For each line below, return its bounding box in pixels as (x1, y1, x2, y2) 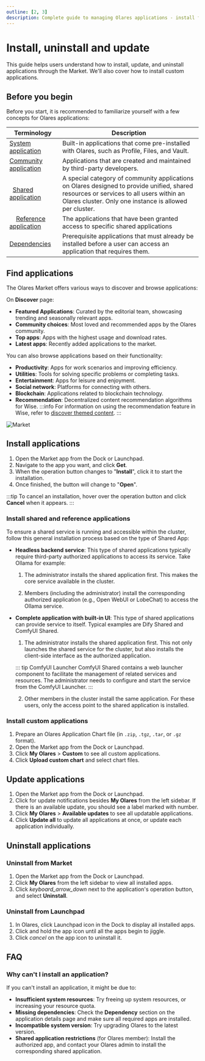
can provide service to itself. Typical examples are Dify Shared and (15, 621, 184, 628)
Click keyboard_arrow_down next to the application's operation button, (15, 885, 194, 893)
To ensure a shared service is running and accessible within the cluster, (6, 528, 187, 535)
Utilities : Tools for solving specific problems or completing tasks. (15, 370, 179, 378)
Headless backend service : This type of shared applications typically (15, 546, 191, 554)
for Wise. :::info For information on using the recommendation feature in (15, 403, 196, 410)
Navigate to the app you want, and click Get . (15, 461, 128, 468)
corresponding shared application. (15, 1047, 102, 1055)
